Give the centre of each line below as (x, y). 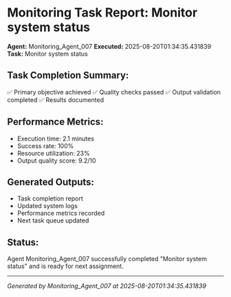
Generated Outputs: (51, 182)
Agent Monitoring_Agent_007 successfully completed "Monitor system (107, 259)
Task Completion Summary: (68, 75)
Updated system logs (47, 206)
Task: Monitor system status (47, 54)
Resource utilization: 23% (54, 153)
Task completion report (50, 198)
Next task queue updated (53, 221)
